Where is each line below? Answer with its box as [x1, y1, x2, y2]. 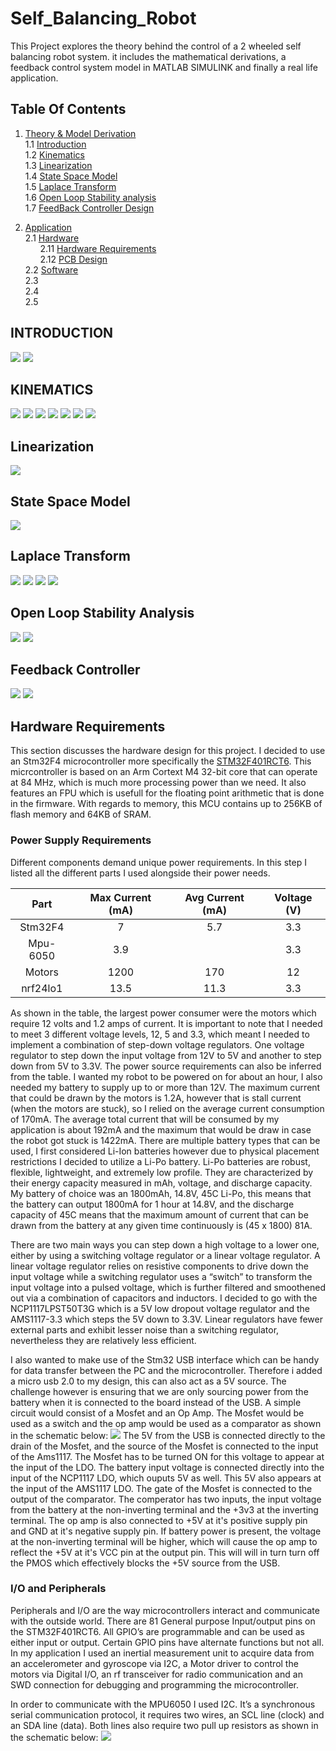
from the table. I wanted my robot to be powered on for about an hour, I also [10, 1070, 323, 1082]
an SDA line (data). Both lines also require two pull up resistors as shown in [10, 1719, 319, 1731]
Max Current [89, 890, 152, 904]
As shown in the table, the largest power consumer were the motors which [10, 1007, 317, 1019]
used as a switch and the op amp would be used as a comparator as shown [10, 1417, 322, 1429]
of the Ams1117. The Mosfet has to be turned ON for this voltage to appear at [10, 1450, 325, 1462]
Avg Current [184, 890, 245, 904]
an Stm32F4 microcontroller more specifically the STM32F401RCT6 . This [10, 755, 312, 767]
